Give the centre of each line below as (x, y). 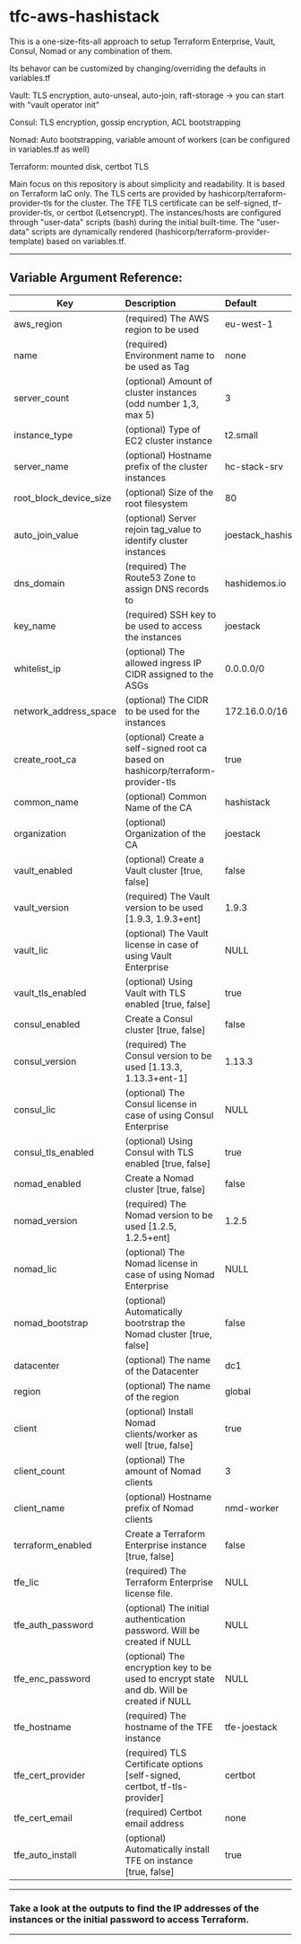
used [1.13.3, (154, 1067)
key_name (35, 626)
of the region (152, 1396)
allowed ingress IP (163, 663)
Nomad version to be (169, 1215)
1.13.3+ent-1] (156, 1078)
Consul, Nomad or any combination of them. (91, 50)
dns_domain (39, 583)
